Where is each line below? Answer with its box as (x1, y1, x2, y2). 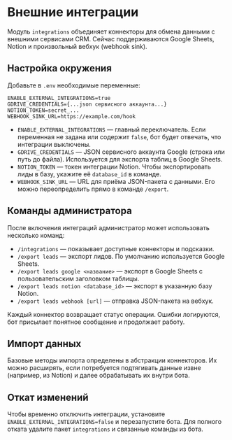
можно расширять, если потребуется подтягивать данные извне (7, 364, 201, 372)
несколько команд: (7, 231, 65, 239)
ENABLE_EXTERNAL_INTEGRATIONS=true (7, 94, 111, 101)
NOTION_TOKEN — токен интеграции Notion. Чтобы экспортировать (17, 162, 212, 171)
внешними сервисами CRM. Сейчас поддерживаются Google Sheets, (7, 34, 215, 43)
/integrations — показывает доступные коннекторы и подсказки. (17, 244, 215, 253)
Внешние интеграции (7, 4, 139, 20)
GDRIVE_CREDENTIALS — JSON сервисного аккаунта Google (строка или (17, 148, 225, 156)
